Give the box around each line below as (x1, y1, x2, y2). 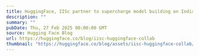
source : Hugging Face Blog (6, 30, 73, 36)
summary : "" (6, 19, 36, 25)
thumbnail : (6, 41, 33, 47)
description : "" (6, 14, 46, 20)
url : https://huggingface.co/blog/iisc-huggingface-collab (6, 36, 155, 41)
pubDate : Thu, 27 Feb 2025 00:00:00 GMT (6, 24, 108, 31)
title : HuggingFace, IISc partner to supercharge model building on (6, 8, 179, 15)
